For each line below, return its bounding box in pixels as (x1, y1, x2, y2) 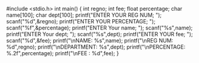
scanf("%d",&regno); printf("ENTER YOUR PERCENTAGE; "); (6, 18, 156, 25)
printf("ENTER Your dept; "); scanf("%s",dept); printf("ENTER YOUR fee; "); (6, 31, 193, 38)
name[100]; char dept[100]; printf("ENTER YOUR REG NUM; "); (6, 11, 162, 19)
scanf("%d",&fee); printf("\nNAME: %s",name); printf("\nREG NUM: (6, 37, 174, 44)
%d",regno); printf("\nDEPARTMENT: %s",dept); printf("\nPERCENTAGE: (6, 43, 186, 50)
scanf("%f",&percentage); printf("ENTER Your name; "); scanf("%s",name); (6, 24, 193, 31)
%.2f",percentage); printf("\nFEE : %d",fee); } (6, 50, 119, 56)
